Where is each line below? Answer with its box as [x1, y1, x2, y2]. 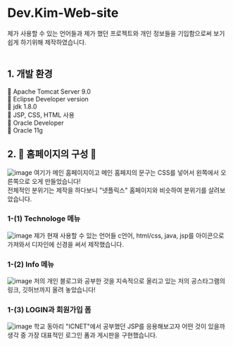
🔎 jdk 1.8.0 [7, 102, 37, 111]
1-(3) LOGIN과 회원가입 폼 [7, 305, 92, 315]
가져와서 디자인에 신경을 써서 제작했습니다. [7, 240, 125, 248]
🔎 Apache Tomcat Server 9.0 [7, 87, 92, 96]
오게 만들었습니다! [31, 177, 81, 185]
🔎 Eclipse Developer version [7, 94, 89, 103]
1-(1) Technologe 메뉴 [7, 214, 81, 223]
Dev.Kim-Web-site [7, 5, 119, 21]
